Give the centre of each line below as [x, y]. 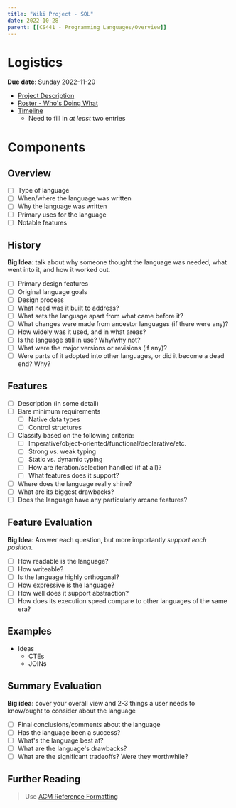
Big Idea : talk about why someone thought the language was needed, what [117, 262]
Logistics [35, 62]
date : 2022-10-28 [33, 21]
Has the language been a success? [69, 732]
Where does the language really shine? [75, 483]
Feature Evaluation [50, 523]
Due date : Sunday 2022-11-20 [52, 82]
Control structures [55, 428]
